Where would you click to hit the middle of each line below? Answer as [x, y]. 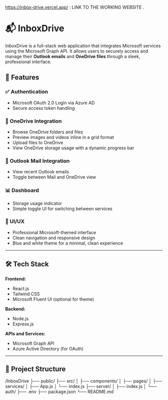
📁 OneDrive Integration [33, 121]
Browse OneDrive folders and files [48, 132]
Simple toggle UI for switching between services [62, 209]
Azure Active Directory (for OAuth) [48, 348]
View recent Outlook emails [41, 172]
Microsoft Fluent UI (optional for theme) [53, 299]
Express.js [23, 324]
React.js [21, 288]
